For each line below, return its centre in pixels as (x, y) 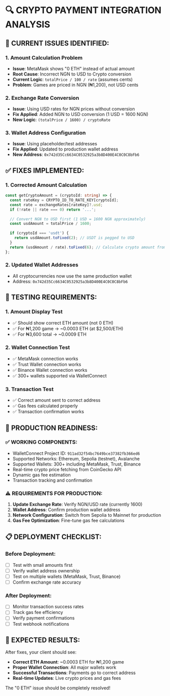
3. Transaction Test (30, 389)
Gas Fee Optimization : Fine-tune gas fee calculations (69, 521)
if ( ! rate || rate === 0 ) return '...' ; (53, 209)
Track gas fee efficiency (38, 612)
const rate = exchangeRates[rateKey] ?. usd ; (56, 205)
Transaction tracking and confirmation (52, 480)
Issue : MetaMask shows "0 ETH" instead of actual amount (74, 68)
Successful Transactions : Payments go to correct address (74, 673)
